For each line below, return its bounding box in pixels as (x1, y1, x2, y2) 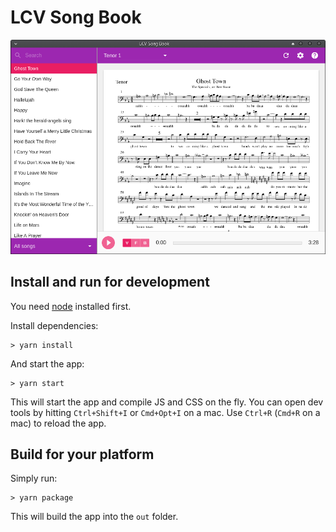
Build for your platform (10, 446, 155, 463)
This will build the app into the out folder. (10, 511, 179, 523)
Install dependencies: (10, 319, 99, 331)
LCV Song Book (10, 6, 142, 29)
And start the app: (10, 357, 85, 370)
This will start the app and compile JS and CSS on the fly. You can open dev (10, 396, 324, 408)
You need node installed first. (10, 300, 132, 312)
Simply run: (10, 472, 58, 485)
